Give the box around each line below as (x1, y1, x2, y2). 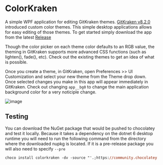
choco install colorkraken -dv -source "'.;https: (5, 155, 110, 160)
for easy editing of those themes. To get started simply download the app (5, 29, 152, 35)
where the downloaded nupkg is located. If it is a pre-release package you (5, 141, 154, 147)
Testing (5, 112, 29, 121)
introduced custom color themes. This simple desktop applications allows (5, 24, 152, 30)
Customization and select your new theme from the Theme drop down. (5, 74, 147, 79)
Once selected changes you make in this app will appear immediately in (5, 78, 148, 85)
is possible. (5, 59, 28, 65)
